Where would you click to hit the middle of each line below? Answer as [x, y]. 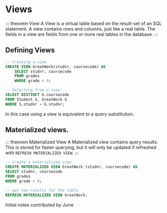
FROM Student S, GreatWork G [36, 99]
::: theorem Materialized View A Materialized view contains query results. [82, 142]
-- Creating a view [26, 62]
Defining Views [30, 50]
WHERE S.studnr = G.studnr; [35, 104]
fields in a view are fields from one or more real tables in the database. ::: [82, 34]
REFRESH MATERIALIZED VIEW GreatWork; [46, 195]
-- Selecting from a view [33, 90]
